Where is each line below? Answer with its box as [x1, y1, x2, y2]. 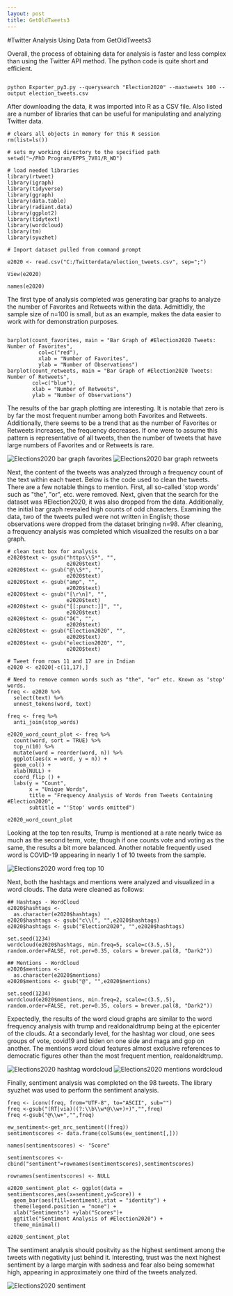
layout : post [7, 10, 45, 17]
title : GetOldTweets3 [7, 17, 70, 24]
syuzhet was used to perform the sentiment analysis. [7, 1086, 159, 1094]
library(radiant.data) [7, 203, 73, 210]
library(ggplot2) [7, 210, 58, 217]
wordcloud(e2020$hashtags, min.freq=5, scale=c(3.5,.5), [7, 941, 176, 948]
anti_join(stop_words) [13, 718, 79, 725]
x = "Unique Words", [29, 785, 89, 793]
